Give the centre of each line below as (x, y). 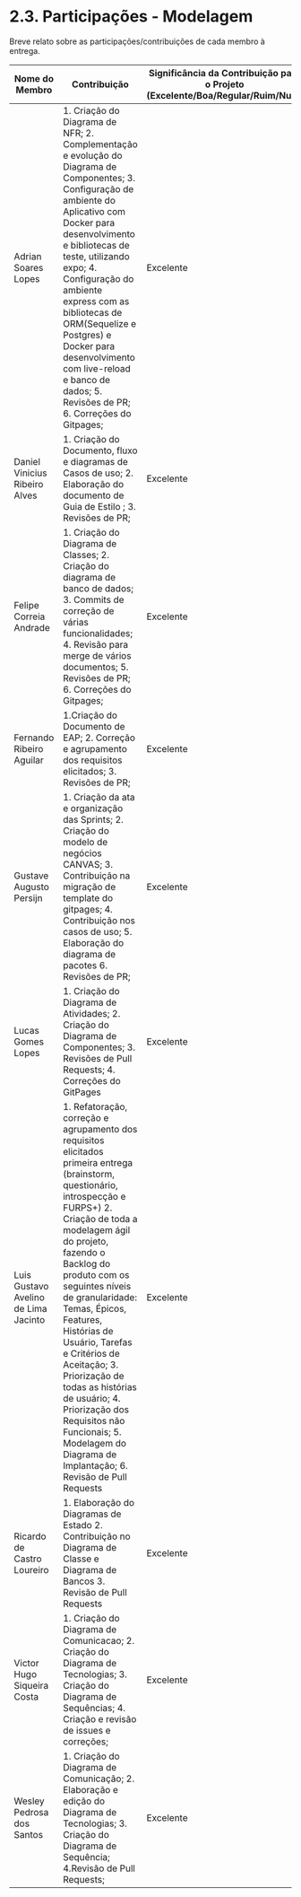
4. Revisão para (95, 644)
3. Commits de (93, 599)
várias (76, 622)
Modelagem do (95, 1443)
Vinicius (30, 473)
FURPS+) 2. (87, 1207)
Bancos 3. (84, 1581)
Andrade (32, 627)
